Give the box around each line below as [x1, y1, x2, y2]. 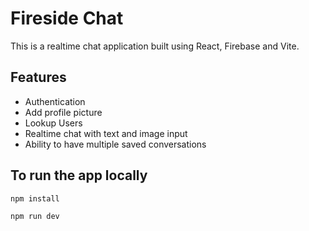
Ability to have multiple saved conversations [24, 138, 207, 150]
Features [10, 69, 67, 86]
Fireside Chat [10, 7, 124, 30]
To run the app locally [10, 167, 148, 184]
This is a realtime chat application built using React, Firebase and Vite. [10, 40, 300, 52]
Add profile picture [24, 106, 103, 118]
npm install [10, 193, 60, 204]
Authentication [24, 95, 86, 107]
